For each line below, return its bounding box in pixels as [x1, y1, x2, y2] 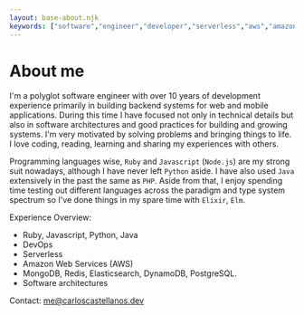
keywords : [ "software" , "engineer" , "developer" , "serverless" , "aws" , [9, 22, 270, 31]
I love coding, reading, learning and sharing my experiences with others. [9, 138, 279, 149]
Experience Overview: [9, 212, 92, 223]
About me [9, 61, 85, 81]
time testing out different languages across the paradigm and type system [9, 185, 286, 196]
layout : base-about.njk [9, 13, 100, 23]
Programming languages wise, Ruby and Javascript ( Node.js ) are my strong [9, 156, 290, 167]
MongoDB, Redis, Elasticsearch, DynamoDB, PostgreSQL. [22, 268, 237, 279]
